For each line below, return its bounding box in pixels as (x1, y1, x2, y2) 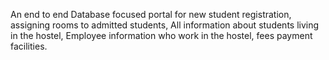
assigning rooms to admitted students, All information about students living (10, 19, 320, 31)
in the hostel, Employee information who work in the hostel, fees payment (10, 30, 313, 41)
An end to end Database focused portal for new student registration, (10, 9, 292, 20)
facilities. (10, 40, 48, 52)
